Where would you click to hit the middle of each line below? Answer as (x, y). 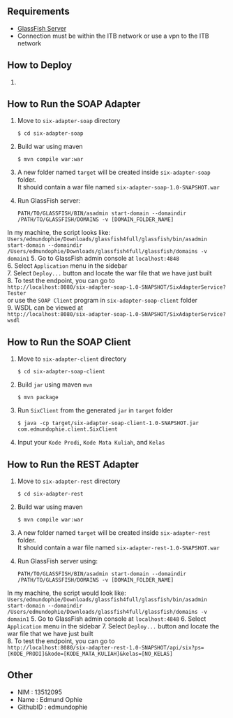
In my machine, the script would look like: (67, 593)
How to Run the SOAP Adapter (74, 104)
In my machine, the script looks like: (59, 233)
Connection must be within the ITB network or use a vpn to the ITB (113, 36)
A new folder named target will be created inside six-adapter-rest (114, 533)
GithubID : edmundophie (53, 707)
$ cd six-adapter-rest (50, 494)
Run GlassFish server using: (57, 561)
